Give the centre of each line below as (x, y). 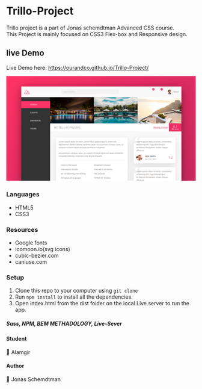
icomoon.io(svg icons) (42, 249)
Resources (22, 229)
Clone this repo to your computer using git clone (76, 291)
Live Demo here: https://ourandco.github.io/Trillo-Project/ (78, 67)
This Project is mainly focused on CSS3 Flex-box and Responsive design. (97, 34)
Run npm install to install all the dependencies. (74, 297)
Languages (23, 194)
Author (15, 366)
